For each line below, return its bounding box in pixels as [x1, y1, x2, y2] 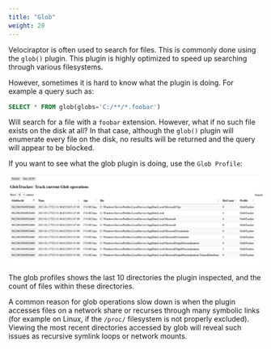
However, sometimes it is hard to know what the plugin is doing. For [8, 78, 235, 87]
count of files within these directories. [8, 281, 135, 291]
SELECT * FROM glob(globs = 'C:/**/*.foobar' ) [8, 103, 161, 111]
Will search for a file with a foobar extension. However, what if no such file [8, 117, 256, 127]
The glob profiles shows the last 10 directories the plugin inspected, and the [8, 272, 261, 282]
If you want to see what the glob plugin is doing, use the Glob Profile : [8, 158, 243, 169]
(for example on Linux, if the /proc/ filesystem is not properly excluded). [8, 313, 249, 323]
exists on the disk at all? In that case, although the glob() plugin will [8, 126, 235, 136]
